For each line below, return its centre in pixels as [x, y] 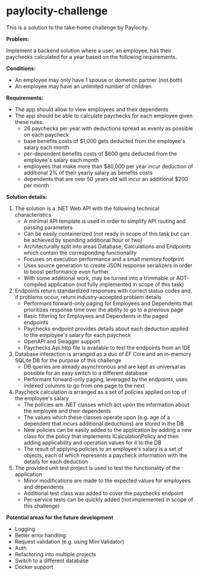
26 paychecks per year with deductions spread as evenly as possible [108, 128]
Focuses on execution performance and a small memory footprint [104, 259]
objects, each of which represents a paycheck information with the [105, 455]
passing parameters [48, 227]
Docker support [34, 566]
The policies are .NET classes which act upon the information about [106, 404]
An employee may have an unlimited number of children [83, 86]
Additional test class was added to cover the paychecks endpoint [103, 493]
